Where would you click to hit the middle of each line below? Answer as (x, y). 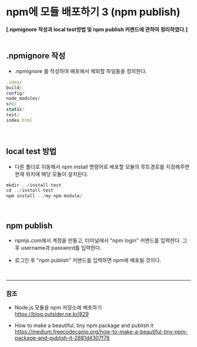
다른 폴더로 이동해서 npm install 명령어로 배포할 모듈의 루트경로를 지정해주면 (102, 166)
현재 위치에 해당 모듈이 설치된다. (51, 174)
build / (14, 88)
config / (16, 93)
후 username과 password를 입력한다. (58, 248)
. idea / (14, 82)
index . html (19, 120)
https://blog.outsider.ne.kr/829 (52, 314)
